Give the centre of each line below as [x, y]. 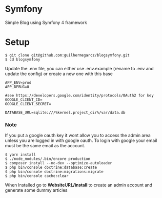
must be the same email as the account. [45, 146]
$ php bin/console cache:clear [37, 176]
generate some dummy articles [36, 190]
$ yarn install [20, 155]
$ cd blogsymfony [23, 59]
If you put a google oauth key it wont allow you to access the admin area [78, 136]
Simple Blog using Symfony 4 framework [46, 22]
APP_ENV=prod [18, 82]
